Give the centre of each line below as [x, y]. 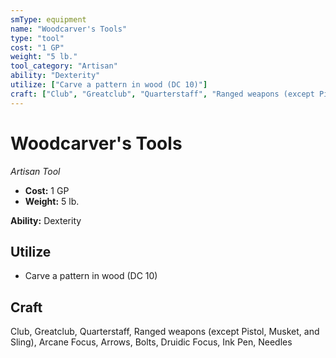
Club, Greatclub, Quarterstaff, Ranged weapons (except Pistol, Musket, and [165, 332]
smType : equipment [48, 19]
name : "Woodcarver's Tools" [69, 29]
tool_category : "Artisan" [64, 66]
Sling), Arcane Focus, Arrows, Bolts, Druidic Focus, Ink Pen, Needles [151, 342]
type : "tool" [37, 38]
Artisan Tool [35, 171]
